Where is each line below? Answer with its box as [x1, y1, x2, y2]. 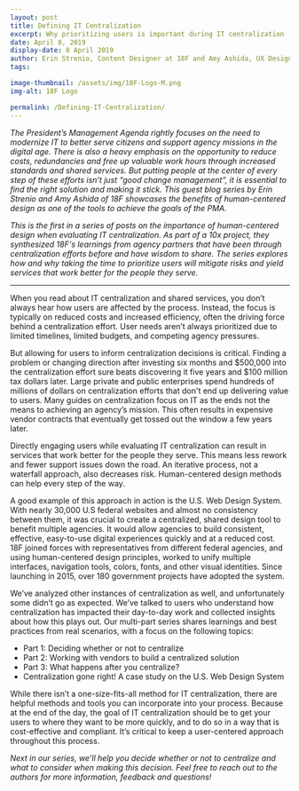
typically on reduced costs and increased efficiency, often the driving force [10, 312, 285, 322]
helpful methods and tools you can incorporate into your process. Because [10, 698, 283, 708]
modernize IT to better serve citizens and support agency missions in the [10, 137, 278, 147]
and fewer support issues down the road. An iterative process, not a [10, 459, 258, 470]
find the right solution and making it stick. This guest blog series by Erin [10, 184, 273, 194]
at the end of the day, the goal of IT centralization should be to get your [10, 707, 271, 717]
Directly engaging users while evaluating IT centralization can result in [10, 440, 267, 451]
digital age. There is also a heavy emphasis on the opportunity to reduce [10, 146, 278, 156]
